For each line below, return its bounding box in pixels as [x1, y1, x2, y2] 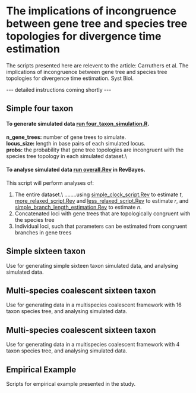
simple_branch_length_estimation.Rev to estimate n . [14, 203, 142, 211]
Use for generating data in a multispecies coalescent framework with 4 [6, 341, 180, 348]
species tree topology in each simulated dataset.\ [6, 152, 127, 159]
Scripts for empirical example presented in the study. [6, 380, 136, 387]
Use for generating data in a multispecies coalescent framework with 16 [6, 301, 182, 308]
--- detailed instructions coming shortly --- [6, 86, 112, 93]
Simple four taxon [6, 103, 74, 114]
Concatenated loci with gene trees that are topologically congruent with [14, 210, 191, 217]
